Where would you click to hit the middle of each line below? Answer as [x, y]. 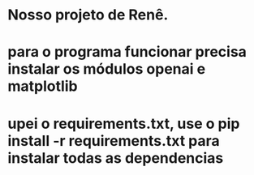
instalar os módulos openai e [107, 69]
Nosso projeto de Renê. [88, 15]
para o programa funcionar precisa [127, 52]
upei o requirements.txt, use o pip [124, 124]
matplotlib [43, 86]
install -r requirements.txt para [114, 141]
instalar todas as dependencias [116, 158]
